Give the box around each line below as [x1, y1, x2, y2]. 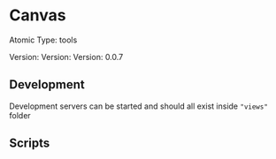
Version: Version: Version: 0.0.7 [9, 51, 124, 62]
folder [9, 110, 31, 120]
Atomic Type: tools [9, 34, 78, 45]
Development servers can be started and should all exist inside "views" [9, 101, 268, 111]
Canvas [9, 5, 66, 26]
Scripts [9, 136, 50, 151]
